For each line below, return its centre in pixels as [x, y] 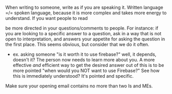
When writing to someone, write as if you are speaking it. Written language [84, 7]
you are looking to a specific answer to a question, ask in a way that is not [83, 33]
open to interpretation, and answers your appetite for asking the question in [85, 39]
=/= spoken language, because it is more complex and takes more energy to [86, 13]
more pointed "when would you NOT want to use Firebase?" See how [86, 70]
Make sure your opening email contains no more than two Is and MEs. [79, 86]
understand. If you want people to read [47, 18]
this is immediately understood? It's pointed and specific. [73, 76]
